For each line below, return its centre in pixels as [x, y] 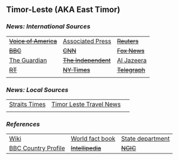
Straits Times [28, 104]
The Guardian [28, 60]
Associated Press [87, 41]
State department [146, 139]
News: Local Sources [37, 90]
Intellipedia [86, 148]
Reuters [128, 41]
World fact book [93, 139]
